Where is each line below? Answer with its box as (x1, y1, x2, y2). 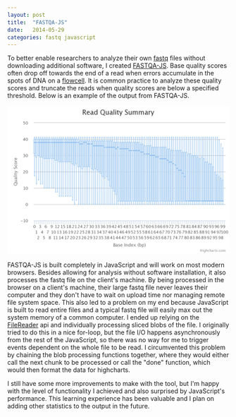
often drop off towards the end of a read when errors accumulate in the (7, 69, 215, 78)
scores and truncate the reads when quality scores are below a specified (7, 84, 219, 92)
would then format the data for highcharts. (7, 365, 130, 374)
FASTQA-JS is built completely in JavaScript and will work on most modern (7, 260, 225, 269)
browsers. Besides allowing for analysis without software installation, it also (7, 268, 227, 277)
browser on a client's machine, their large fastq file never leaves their (7, 283, 208, 291)
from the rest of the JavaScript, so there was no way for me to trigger (7, 335, 209, 344)
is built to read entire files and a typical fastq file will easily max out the (7, 306, 213, 314)
